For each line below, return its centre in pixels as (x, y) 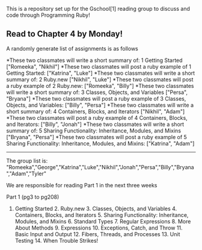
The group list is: (27, 161)
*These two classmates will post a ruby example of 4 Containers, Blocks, (97, 117)
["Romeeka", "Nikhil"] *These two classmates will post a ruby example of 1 (99, 66)
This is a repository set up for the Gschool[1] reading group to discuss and (98, 9)
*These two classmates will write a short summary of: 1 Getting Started (94, 60)
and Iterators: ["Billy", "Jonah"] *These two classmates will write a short (95, 124)
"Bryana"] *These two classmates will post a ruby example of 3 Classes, (96, 98)
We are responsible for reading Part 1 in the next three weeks (82, 185)
